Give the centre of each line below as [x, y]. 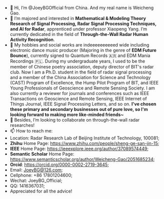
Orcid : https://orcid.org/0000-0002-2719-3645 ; [59, 164]
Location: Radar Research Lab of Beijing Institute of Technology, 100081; [84, 138]
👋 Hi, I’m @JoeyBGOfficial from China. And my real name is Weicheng [82, 8]
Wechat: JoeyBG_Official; [36, 180]
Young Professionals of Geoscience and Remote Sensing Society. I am [82, 88]
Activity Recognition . [32, 39]
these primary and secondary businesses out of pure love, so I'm [79, 109]
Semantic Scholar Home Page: [42, 154]
